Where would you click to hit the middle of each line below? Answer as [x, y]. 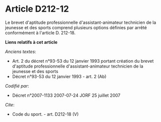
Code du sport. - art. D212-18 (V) [46, 114]
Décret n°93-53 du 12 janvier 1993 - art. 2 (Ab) [59, 76]
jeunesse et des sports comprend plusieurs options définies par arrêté [76, 27]
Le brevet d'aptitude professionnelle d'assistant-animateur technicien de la [81, 22]
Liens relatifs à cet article [31, 42]
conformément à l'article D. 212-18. [40, 33]
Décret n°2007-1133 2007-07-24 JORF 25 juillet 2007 [66, 95]
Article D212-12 [37, 9]
